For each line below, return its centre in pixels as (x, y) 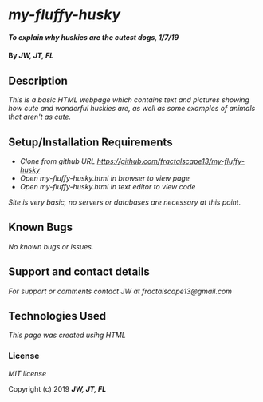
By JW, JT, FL (31, 56)
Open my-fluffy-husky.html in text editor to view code (108, 187)
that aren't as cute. (40, 117)
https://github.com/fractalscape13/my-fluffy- (171, 161)
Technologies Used (57, 316)
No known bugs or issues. (51, 246)
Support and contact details (79, 272)
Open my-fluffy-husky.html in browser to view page (104, 178)
